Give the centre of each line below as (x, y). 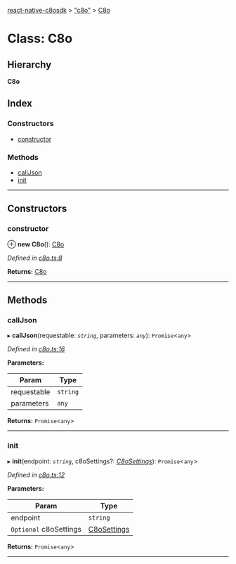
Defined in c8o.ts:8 (35, 258)
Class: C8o (40, 39)
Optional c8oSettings (46, 529)
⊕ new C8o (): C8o (36, 244)
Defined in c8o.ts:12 (36, 475)
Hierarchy (29, 64)
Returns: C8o (27, 271)
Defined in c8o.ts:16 (36, 349)
